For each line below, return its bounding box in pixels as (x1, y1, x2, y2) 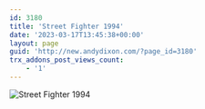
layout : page (9, 38, 59, 48)
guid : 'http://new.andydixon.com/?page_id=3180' (9, 47, 198, 56)
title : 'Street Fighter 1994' (9, 22, 125, 31)
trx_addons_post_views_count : (9, 55, 125, 64)
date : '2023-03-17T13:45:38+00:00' (9, 30, 145, 39)
